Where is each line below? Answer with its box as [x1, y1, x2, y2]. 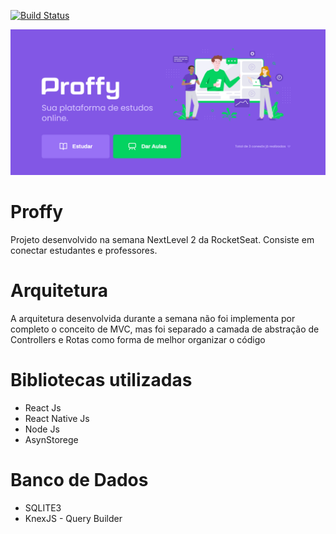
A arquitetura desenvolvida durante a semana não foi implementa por [10, 313, 296, 325]
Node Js [24, 423, 60, 435]
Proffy [10, 201, 64, 224]
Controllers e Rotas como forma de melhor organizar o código [10, 334, 266, 346]
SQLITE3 [24, 502, 62, 514]
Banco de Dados [10, 469, 149, 492]
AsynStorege [24, 434, 79, 446]
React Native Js [24, 413, 90, 425]
